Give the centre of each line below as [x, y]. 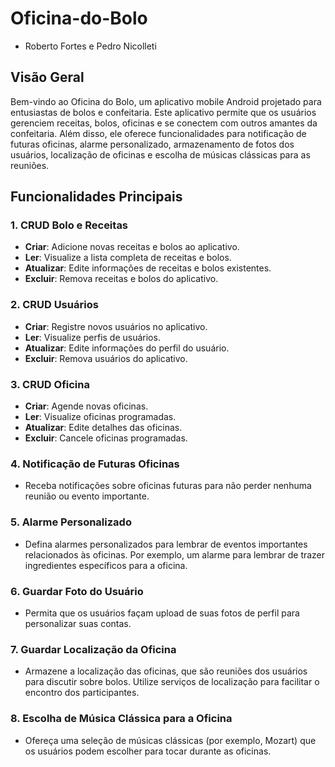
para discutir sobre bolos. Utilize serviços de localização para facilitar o [172, 682]
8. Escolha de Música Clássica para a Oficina [121, 719]
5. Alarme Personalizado [71, 522]
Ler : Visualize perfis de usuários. [92, 337]
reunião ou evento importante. [87, 496]
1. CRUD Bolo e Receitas [69, 225]
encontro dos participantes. [82, 693]
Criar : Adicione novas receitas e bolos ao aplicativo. [132, 247]
